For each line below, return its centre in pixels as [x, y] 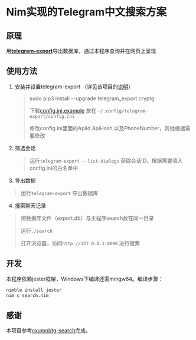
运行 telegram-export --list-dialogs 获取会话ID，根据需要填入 [106, 160]
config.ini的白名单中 [54, 168]
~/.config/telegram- [123, 111]
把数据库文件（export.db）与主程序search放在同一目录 [87, 218]
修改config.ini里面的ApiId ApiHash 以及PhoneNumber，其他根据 [107, 128]
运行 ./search [37, 230]
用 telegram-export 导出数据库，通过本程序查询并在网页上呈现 [81, 51]
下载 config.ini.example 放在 [63, 110]
